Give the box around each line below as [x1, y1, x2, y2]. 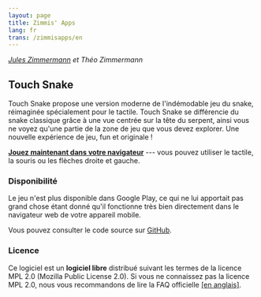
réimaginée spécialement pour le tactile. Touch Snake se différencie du [8, 107, 239, 117]
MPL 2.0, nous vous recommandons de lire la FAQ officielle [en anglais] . [8, 280, 242, 289]
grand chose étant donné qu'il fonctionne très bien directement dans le [8, 202, 239, 211]
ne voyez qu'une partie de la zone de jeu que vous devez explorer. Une [8, 124, 240, 134]
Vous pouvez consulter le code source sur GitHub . [8, 225, 172, 235]
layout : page [8, 11, 51, 20]
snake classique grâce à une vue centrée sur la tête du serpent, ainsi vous [8, 116, 250, 125]
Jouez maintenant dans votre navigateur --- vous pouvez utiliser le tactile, [8, 147, 254, 158]
